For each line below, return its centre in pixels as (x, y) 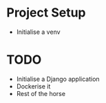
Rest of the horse (41, 93)
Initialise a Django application (58, 79)
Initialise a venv (38, 32)
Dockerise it (33, 86)
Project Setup (46, 13)
